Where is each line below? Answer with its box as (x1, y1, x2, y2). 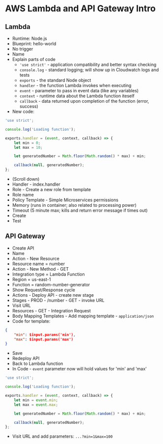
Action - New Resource (12, 255, 60, 261)
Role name (12, 192, 34, 197)
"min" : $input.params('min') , (14, 332, 76, 337)
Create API (12, 245, 34, 251)
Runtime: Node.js (12, 35, 48, 41)
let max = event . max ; (14, 402, 58, 407)
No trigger (12, 46, 33, 52)
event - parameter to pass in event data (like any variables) (19, 88, 139, 93)
